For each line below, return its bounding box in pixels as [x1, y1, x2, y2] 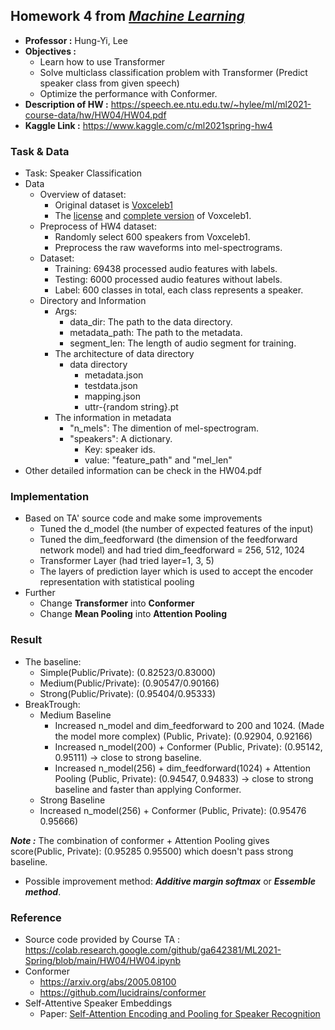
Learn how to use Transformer [39, 55, 166, 68]
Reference [10, 910, 62, 924]
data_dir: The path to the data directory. [69, 316, 233, 328]
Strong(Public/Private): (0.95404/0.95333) [39, 687, 217, 699]
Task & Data [10, 144, 70, 158]
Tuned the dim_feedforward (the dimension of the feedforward [39, 534, 298, 546]
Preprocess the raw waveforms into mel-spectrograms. [54, 242, 283, 254]
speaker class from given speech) [39, 77, 180, 89]
